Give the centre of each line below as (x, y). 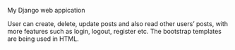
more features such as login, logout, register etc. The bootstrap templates (115, 31)
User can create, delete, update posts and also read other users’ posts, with (117, 24)
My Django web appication (46, 10)
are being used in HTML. (43, 39)
